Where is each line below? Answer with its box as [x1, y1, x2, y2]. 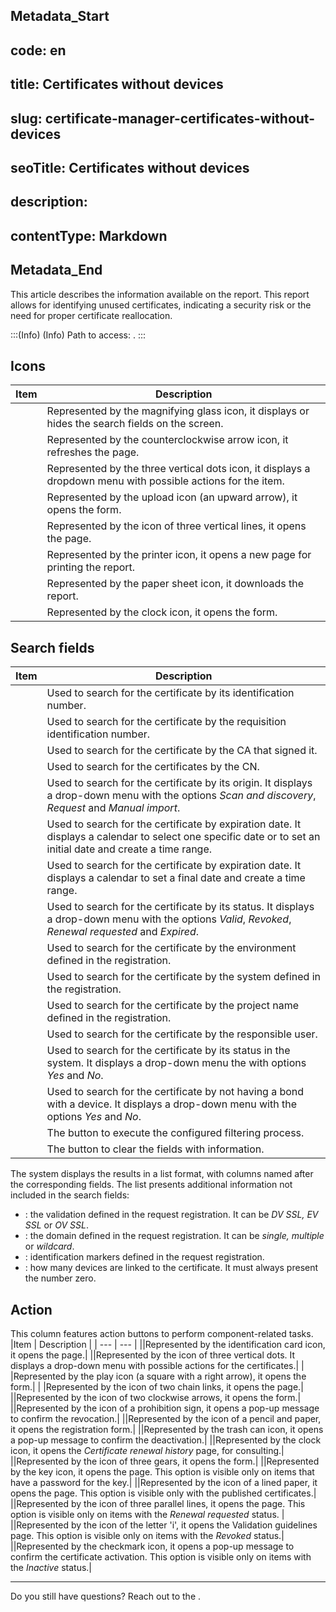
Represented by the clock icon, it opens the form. [46, 605, 278, 619]
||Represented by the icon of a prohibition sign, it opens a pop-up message [10, 1402, 320, 1414]
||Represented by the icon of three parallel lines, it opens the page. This [10, 1497, 306, 1509]
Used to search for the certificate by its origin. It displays [46, 776, 313, 790]
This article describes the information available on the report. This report [10, 288, 310, 300]
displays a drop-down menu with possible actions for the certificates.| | [10, 1359, 305, 1371]
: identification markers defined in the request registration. [24, 1251, 265, 1263]
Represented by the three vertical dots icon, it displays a [46, 462, 311, 476]
